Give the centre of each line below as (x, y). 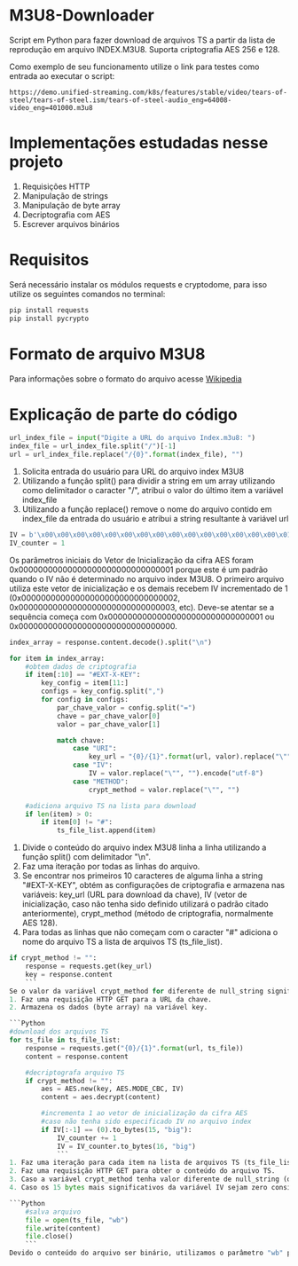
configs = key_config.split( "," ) (103, 692)
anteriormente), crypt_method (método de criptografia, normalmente (148, 914)
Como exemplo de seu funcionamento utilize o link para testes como (134, 67)
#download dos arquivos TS (59, 1032)
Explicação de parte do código (123, 414)
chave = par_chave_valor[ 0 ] (109, 716)
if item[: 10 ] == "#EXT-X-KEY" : (83, 675)
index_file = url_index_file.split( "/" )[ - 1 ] (93, 446)
